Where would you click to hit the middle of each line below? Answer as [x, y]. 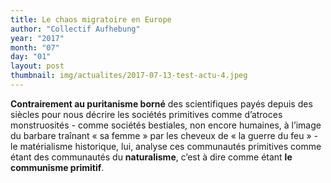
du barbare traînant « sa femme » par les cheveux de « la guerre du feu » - [164, 135]
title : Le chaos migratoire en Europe [91, 19]
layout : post [37, 66]
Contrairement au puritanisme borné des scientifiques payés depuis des [161, 103]
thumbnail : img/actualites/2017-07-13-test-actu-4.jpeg [129, 76]
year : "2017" [37, 38]
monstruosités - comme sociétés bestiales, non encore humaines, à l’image [166, 125]
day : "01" [31, 57]
